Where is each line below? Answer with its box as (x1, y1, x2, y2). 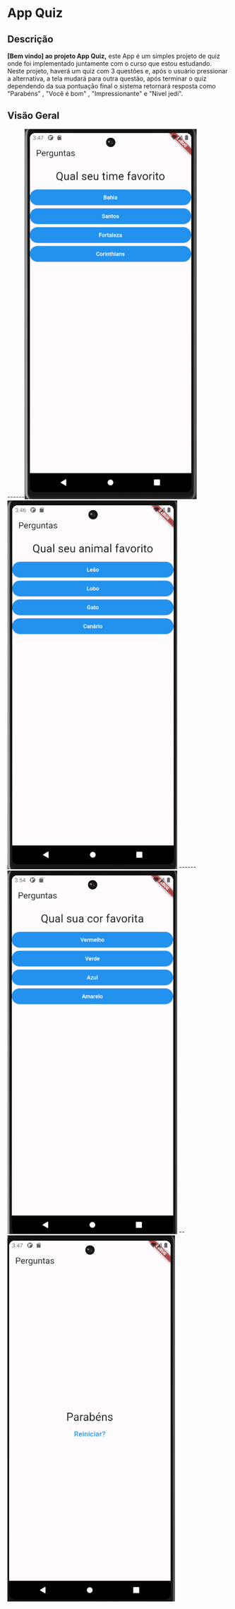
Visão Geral (7, 110, 60, 122)
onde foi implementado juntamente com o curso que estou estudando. (7, 59, 212, 68)
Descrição (7, 33, 54, 45)
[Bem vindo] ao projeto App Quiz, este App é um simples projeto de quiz (7, 52, 220, 60)
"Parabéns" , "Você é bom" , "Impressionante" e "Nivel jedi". (7, 90, 183, 98)
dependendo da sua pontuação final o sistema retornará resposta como (7, 82, 217, 90)
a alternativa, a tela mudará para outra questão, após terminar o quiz (7, 74, 207, 83)
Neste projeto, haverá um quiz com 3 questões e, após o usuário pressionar (7, 67, 228, 75)
